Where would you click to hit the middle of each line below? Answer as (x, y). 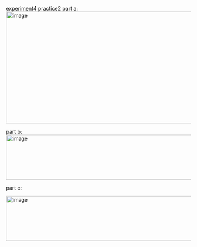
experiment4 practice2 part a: (42, 9)
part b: (14, 132)
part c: (14, 188)
